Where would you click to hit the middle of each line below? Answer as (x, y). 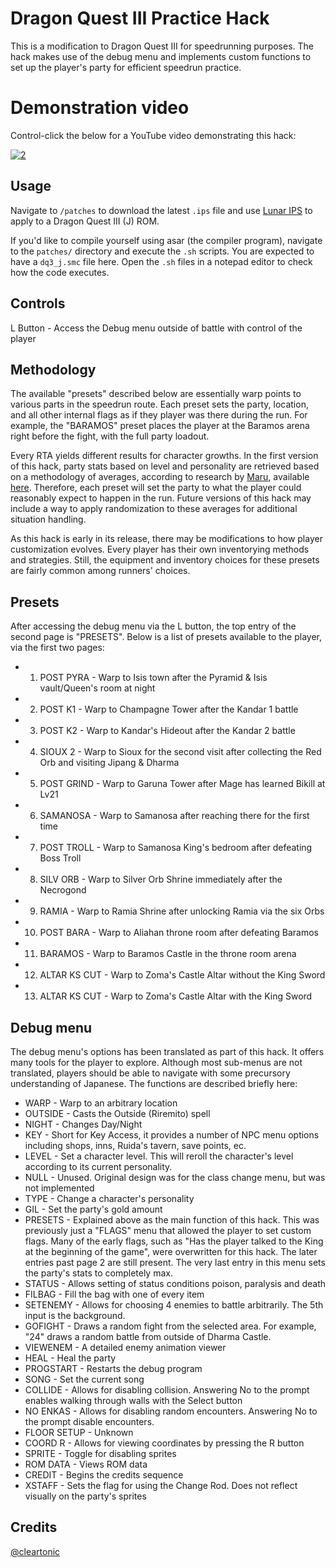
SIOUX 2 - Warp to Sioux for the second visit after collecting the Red (180, 752)
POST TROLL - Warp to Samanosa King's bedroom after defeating (176, 848)
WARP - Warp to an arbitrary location (101, 1103)
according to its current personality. (98, 1166)
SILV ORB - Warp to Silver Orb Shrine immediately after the (161, 879)
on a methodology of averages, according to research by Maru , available (160, 477)
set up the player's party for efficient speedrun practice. (126, 67)
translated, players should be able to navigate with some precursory (150, 1073)
